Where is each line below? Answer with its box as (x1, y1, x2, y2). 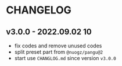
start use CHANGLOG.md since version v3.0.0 (14, 55, 116, 61)
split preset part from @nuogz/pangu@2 (14, 48, 103, 55)
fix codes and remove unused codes (14, 42, 102, 49)
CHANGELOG (6, 4, 71, 17)
